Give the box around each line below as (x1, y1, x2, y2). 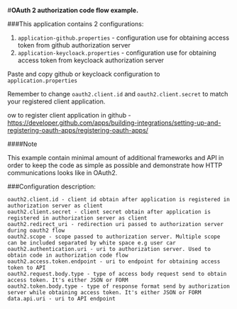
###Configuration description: (7, 182, 96, 191)
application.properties (7, 77, 78, 84)
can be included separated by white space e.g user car (7, 240, 176, 247)
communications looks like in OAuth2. (7, 169, 118, 176)
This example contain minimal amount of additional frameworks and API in (7, 154, 224, 162)
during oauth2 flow (7, 227, 65, 234)
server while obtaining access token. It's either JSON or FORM (7, 289, 202, 296)
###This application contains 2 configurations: (7, 20, 144, 28)
